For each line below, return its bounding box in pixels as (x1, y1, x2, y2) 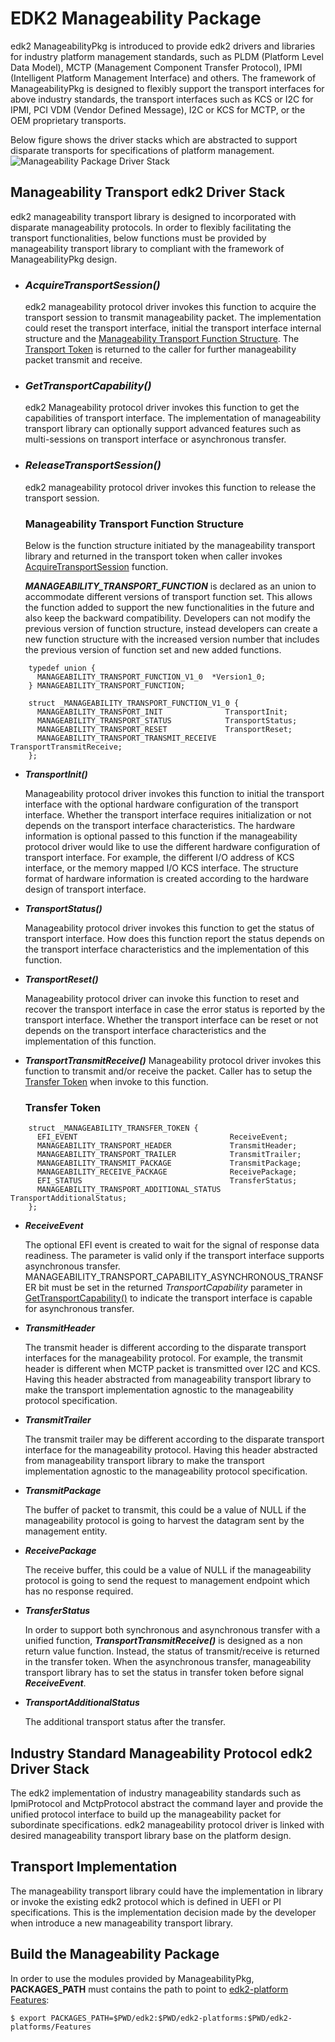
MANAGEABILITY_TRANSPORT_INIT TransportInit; (36, 707, 288, 717)
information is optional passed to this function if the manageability (24, 830, 298, 842)
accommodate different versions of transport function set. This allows (24, 590, 313, 602)
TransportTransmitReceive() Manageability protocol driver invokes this (24, 1054, 322, 1066)
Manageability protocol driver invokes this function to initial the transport (24, 787, 325, 799)
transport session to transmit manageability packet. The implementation (24, 312, 322, 324)
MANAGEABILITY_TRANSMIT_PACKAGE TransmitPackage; (36, 1158, 302, 1169)
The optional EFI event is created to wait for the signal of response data (24, 1239, 320, 1251)
